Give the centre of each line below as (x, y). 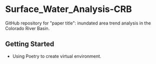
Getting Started (30, 44)
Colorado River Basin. (27, 28)
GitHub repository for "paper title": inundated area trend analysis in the (78, 23)
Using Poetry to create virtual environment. (57, 56)
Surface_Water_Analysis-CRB (69, 9)
